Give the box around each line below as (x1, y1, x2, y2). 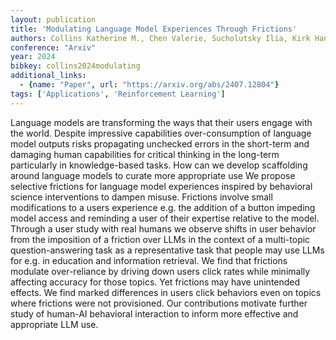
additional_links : (10, 71, 87, 81)
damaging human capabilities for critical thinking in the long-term (10, 148, 280, 160)
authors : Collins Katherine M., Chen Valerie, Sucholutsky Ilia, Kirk (10, 33, 311, 43)
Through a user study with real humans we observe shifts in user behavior (10, 222, 317, 235)
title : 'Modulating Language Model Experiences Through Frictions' (10, 24, 298, 34)
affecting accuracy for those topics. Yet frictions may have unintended (10, 276, 301, 288)
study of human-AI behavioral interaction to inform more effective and (10, 307, 299, 320)
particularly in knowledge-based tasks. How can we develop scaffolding (10, 159, 308, 171)
